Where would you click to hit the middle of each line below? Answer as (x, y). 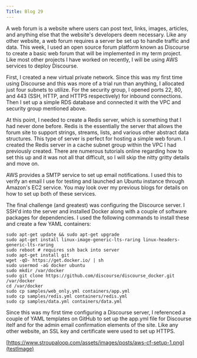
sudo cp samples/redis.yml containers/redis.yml (67, 296)
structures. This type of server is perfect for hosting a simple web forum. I (96, 138)
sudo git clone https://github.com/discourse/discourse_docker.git (91, 276)
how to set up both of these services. (51, 193)
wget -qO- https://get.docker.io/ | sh (55, 260)
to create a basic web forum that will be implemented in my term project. (94, 53)
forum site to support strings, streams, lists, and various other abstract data (98, 132)
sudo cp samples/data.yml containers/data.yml (64, 301)
